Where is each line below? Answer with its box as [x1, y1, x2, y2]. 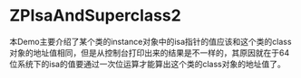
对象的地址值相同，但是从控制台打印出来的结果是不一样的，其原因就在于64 [9, 47, 290, 58]
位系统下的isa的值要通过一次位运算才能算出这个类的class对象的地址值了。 [9, 58, 286, 69]
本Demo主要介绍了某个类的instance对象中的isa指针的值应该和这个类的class [9, 36, 292, 47]
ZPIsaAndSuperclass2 [9, 5, 181, 26]
